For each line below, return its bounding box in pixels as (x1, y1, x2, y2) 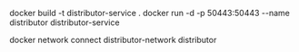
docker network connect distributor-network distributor (9, 35, 217, 45)
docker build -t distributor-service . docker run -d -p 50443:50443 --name (9, 8, 291, 18)
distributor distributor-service (9, 17, 120, 28)
